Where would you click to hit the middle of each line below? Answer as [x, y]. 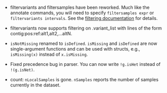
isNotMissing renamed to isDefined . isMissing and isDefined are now [83, 43]
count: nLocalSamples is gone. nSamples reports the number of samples [84, 79]
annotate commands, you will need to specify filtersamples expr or [82, 13]
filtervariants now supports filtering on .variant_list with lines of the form [86, 28]
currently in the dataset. [35, 85]
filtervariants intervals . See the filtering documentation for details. [84, 18]
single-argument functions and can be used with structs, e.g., [75, 49]
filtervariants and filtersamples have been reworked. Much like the [80, 7]
